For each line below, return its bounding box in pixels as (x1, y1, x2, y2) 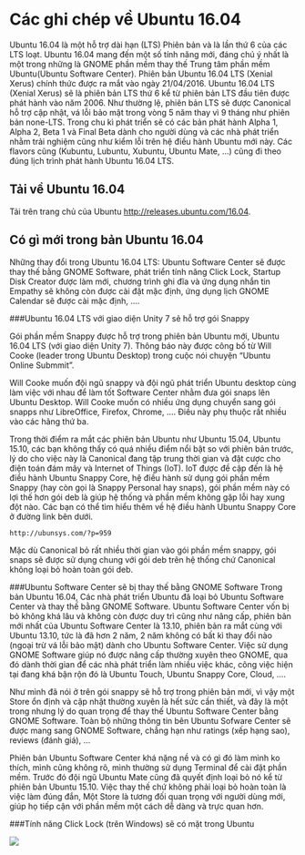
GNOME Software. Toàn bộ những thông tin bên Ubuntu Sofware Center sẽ (9, 715, 291, 726)
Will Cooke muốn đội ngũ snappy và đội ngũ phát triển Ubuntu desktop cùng (9, 377, 297, 388)
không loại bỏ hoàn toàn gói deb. (9, 564, 134, 575)
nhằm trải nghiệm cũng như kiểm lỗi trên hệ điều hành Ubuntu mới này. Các (9, 136, 293, 147)
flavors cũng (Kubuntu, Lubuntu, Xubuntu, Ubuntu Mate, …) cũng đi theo (9, 146, 282, 157)
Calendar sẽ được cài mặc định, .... (9, 295, 140, 306)
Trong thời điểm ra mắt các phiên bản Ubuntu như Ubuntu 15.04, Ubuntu (9, 433, 280, 444)
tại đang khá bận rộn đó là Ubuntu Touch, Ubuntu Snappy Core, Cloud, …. (9, 668, 287, 679)
